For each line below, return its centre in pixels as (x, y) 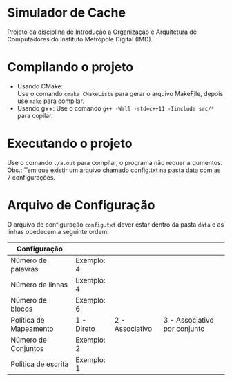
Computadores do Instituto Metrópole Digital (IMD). (80, 39)
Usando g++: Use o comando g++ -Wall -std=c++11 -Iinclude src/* (116, 108)
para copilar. (35, 115)
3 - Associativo (188, 320)
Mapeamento (32, 328)
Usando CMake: (40, 86)
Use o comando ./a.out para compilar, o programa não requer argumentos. (115, 162)
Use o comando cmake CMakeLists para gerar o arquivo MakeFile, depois (120, 93)
